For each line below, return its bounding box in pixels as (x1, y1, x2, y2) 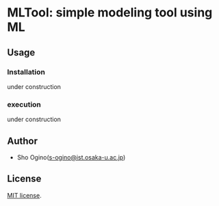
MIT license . (7, 191, 42, 199)
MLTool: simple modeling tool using (7, 5, 213, 21)
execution (7, 99, 41, 109)
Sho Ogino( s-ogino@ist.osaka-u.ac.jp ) (16, 153, 126, 162)
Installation (7, 67, 46, 77)
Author (7, 135, 38, 146)
